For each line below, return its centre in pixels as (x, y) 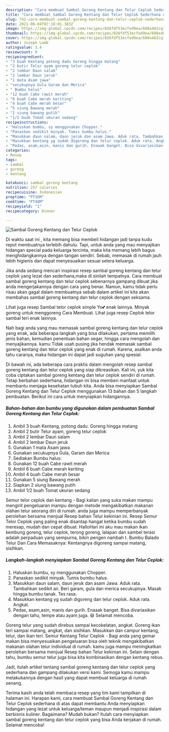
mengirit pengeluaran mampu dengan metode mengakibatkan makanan (79, 506)
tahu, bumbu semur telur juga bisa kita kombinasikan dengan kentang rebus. (85, 657)
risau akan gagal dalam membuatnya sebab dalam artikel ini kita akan (77, 292)
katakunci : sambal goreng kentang (42, 183)
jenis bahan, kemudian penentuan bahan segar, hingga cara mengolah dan (83, 339)
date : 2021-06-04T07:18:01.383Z (39, 24)
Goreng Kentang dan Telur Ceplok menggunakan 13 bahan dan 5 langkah (81, 391)
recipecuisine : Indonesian (34, 192)
